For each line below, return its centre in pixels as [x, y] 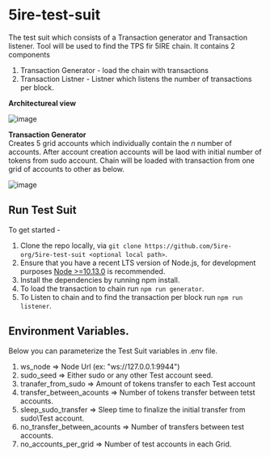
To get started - [34, 229]
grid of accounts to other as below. [67, 169]
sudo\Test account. [52, 418]
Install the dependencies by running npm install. [100, 280]
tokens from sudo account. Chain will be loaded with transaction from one [132, 160]
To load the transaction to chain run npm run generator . [112, 288]
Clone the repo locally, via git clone [80, 246]
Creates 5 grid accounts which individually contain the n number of [120, 143]
